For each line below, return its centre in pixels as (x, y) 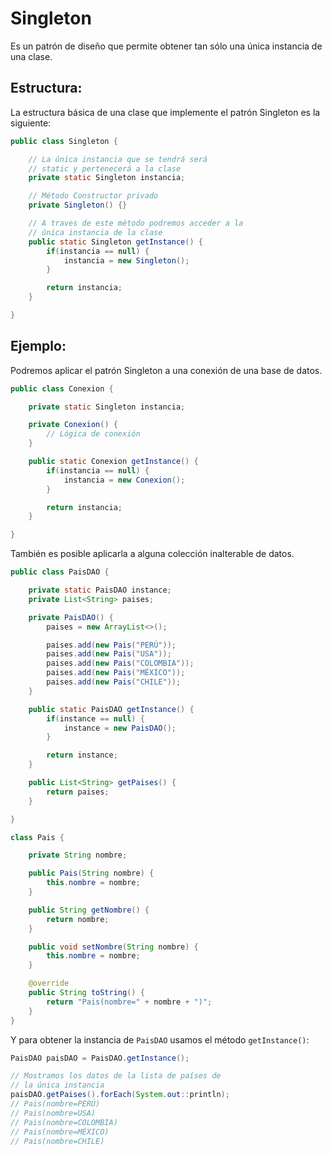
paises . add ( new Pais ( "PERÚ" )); (111, 645)
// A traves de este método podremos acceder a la (136, 223)
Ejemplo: (38, 346)
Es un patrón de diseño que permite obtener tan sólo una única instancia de (166, 46)
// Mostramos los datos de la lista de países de (116, 1076)
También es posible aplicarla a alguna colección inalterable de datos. (152, 554)
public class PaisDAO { (60, 572)
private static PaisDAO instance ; (100, 590)
